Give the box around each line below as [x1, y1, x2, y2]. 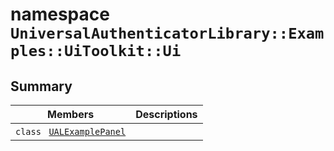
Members [47, 108, 95, 121]
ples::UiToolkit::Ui [10, 42, 182, 61]
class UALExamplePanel [15, 126, 127, 137]
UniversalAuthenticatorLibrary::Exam [10, 24, 325, 43]
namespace [10, 3, 110, 26]
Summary [10, 78, 73, 95]
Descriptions [135, 108, 198, 121]
